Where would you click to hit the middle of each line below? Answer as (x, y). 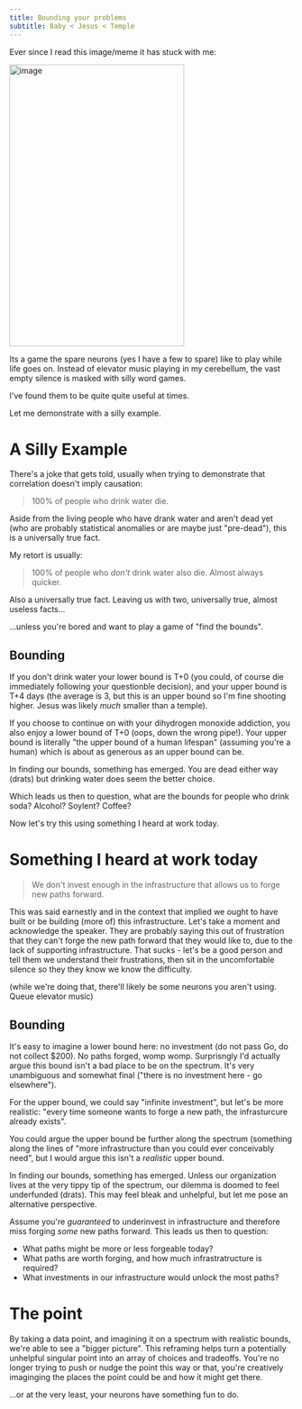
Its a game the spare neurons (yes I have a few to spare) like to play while (146, 359)
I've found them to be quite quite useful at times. (99, 395)
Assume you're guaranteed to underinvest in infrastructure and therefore (145, 1221)
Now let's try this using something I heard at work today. (114, 823)
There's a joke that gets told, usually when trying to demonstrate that (137, 474)
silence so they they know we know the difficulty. (101, 969)
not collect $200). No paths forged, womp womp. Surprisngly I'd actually (145, 1056)
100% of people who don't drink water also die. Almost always (147, 572)
